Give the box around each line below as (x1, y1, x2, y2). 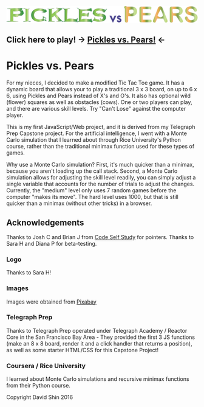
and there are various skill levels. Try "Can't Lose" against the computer (6, 105, 186, 113)
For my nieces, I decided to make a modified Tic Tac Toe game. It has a (6, 79, 185, 86)
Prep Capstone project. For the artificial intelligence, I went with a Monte (6, 130, 187, 137)
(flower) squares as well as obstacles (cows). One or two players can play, (6, 99, 192, 106)
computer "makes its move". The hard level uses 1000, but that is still (6, 193, 179, 201)
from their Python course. (6, 382, 71, 389)
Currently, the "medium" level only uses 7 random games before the (6, 187, 177, 194)
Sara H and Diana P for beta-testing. (6, 240, 97, 247)
